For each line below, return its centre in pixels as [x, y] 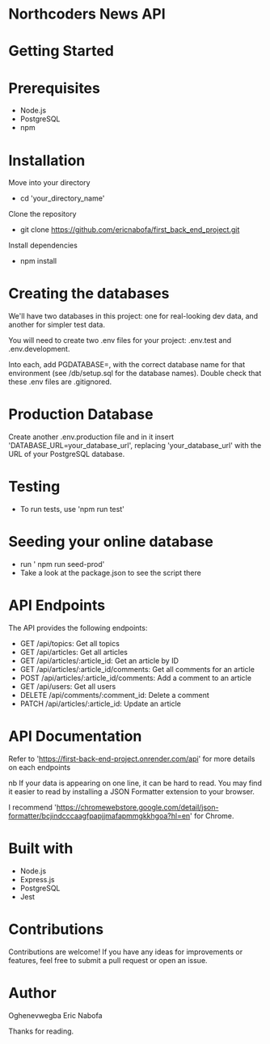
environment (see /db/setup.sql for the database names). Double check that [135, 374]
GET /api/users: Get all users [68, 686]
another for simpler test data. [57, 325]
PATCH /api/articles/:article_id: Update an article [101, 704]
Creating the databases [89, 294]
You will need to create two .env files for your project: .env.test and [120, 340]
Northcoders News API [87, 14]
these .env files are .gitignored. [60, 382]
